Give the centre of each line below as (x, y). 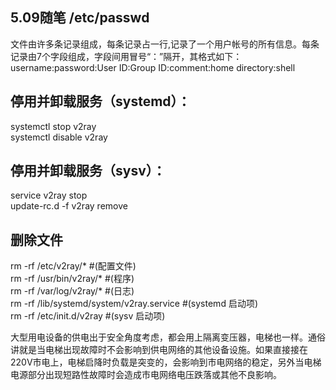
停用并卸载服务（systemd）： (101, 101)
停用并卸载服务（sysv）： (88, 171)
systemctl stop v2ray (53, 126)
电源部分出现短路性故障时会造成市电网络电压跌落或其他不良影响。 (146, 375)
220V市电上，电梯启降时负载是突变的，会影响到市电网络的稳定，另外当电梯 (166, 362)
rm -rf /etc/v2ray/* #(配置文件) (73, 266)
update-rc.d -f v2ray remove (69, 206)
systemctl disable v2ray (59, 137)
